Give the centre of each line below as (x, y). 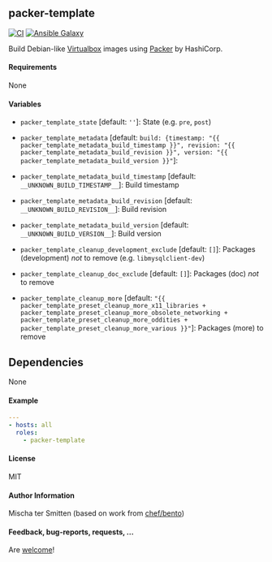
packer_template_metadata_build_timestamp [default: (108, 176)
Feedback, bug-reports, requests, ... (71, 532)
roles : (27, 432)
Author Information (42, 495)
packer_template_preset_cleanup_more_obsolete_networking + (124, 313)
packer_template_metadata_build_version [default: (104, 225)
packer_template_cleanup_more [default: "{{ (93, 298)
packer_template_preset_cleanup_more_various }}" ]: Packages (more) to (142, 328)
